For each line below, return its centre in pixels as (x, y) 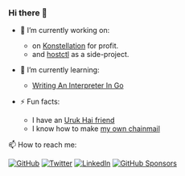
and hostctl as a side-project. (80, 55)
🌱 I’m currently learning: (60, 70)
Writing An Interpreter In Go (78, 86)
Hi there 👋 (28, 13)
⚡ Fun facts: (40, 102)
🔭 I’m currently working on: (65, 31)
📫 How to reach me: (43, 145)
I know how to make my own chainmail (96, 129)
